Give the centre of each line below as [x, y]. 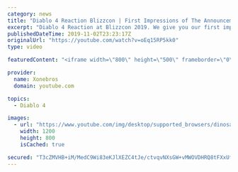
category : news [30, 14]
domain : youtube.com [44, 86]
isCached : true [42, 144]
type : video [25, 47]
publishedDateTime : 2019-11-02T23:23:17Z [69, 34]
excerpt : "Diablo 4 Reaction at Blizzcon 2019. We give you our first [114, 27]
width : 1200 [38, 131]
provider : [22, 72]
